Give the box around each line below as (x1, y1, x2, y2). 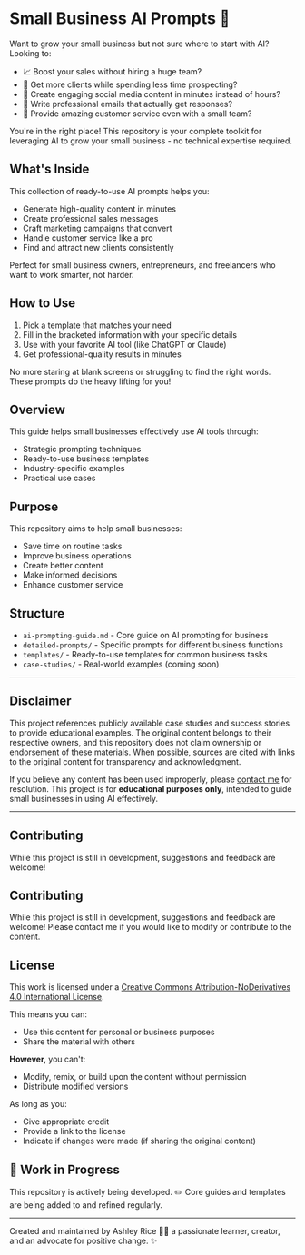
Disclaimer (9, 694, 72, 709)
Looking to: (9, 47, 52, 58)
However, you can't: (9, 1053, 86, 1065)
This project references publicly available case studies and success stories (9, 717, 290, 728)
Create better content (22, 560, 104, 571)
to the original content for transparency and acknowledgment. (9, 756, 241, 766)
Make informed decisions (22, 569, 118, 580)
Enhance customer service (22, 579, 123, 590)
